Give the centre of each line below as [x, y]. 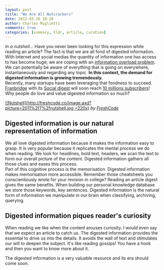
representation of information [51, 131]
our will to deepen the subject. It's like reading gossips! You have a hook [78, 243]
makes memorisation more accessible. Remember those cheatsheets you [79, 174]
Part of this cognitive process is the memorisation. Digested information [78, 169]
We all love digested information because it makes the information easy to [80, 143]
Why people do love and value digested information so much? [67, 93]
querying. [15, 200]
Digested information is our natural [59, 123]
